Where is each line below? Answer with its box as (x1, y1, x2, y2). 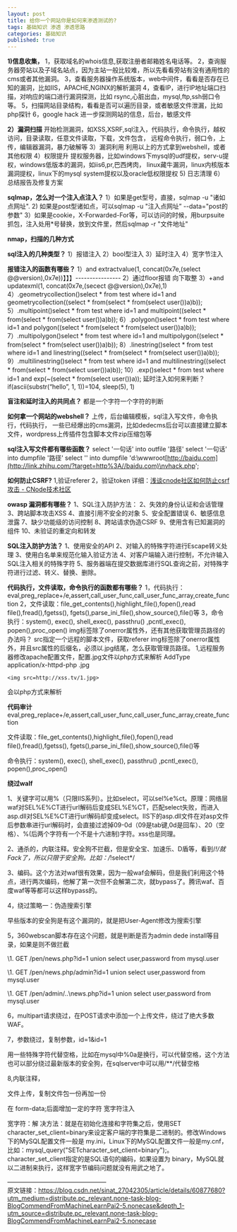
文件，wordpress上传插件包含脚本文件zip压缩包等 (7, 430, 152, 439)
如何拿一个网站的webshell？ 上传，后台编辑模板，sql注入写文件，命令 (7, 412, 212, 421)
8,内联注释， (7, 1074, 44, 1083)
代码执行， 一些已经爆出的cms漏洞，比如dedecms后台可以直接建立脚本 (19, 421, 228, 430)
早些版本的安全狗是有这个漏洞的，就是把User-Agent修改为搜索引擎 (7, 916, 202, 925)
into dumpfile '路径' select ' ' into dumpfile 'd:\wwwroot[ (7, 454, 168, 462)
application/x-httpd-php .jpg (7, 661, 90, 669)
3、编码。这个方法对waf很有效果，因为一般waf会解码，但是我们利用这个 (7, 868, 219, 877)
